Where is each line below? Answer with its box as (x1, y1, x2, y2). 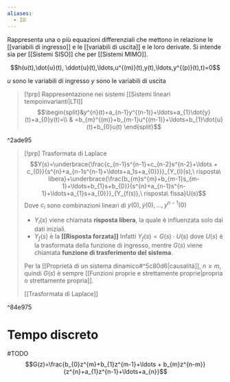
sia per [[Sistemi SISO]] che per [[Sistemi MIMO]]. (7, 49, 148, 58)
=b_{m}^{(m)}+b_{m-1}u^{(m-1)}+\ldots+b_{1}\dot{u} (74, 115, 223, 124)
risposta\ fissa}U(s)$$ (143, 189, 207, 197)
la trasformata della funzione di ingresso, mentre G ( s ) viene (34, 241, 203, 249)
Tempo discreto (7, 327, 99, 342)
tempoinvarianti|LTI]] (23, 97, 83, 105)
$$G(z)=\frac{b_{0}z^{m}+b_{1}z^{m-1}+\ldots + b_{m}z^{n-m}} (25, 360, 206, 368)
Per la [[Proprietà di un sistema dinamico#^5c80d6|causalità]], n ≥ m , (23, 262, 222, 270)
